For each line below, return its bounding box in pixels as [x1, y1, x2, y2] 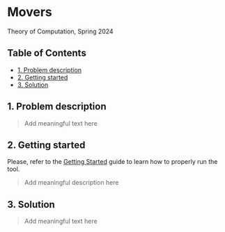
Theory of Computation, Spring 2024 [7, 27, 114, 35]
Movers [7, 4, 52, 20]
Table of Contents [7, 47, 87, 59]
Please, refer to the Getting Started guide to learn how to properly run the [7, 158, 218, 166]
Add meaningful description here [24, 179, 119, 187]
